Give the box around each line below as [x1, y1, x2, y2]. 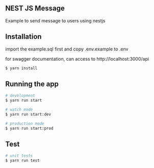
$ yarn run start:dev [5, 111, 52, 117]
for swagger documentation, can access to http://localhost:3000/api [5, 55, 149, 62]
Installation [5, 33, 42, 41]
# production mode [5, 121, 44, 126]
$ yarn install [5, 66, 38, 71]
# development [5, 93, 36, 98]
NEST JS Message [5, 4, 65, 13]
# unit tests [5, 153, 33, 158]
